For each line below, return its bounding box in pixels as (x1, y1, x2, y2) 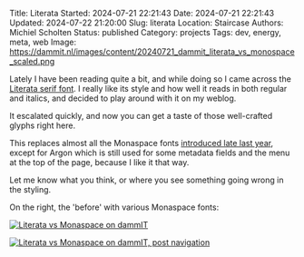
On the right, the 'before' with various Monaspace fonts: (9, 202, 220, 213)
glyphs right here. (9, 120, 75, 131)
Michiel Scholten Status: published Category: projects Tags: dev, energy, (9, 27, 281, 37)
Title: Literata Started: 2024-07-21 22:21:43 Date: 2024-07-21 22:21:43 (9, 8, 275, 18)
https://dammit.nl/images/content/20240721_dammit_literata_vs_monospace (9, 46, 295, 57)
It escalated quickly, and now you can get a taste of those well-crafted (9, 111, 273, 121)
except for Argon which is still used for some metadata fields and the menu (9, 147, 290, 158)
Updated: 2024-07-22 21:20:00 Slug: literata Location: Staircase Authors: (9, 17, 284, 28)
